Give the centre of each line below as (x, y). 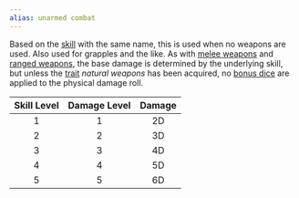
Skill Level (36, 105)
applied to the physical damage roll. (77, 82)
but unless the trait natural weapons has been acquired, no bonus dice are (149, 73)
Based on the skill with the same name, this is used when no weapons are (148, 44)
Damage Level (99, 105)
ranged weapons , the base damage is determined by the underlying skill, (146, 63)
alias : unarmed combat (52, 18)
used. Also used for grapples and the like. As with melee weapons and (141, 53)
